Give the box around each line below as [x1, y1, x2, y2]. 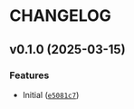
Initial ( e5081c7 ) [22, 89, 80, 100]
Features [9, 69, 50, 82]
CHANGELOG [9, 5, 111, 26]
